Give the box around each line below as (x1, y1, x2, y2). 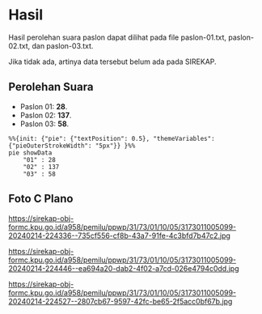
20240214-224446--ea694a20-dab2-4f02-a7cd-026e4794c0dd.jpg (8, 263, 240, 273)
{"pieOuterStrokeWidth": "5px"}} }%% (8, 142, 136, 150)
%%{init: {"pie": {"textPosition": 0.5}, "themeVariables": (8, 134, 216, 142)
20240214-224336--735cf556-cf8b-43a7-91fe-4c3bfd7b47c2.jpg (8, 231, 230, 240)
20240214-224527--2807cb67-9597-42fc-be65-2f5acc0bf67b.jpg (8, 296, 233, 306)
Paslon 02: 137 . (19, 110, 72, 120)
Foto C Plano (8, 192, 74, 206)
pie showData (8, 148, 53, 157)
